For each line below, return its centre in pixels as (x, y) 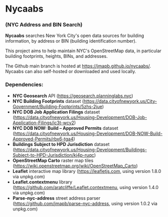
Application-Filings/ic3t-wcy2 (43, 123)
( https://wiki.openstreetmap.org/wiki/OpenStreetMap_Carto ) (75, 166)
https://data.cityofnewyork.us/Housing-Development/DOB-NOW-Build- (89, 133)
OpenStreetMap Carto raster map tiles (53, 160)
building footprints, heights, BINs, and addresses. (57, 56)
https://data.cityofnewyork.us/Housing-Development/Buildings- (81, 150)
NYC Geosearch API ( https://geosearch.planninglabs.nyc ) (73, 96)
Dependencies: (24, 85)
